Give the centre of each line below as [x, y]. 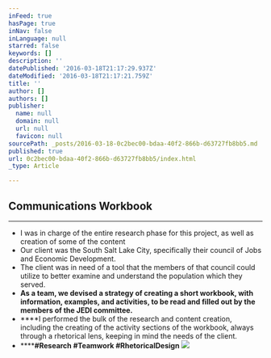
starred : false [34, 46]
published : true [35, 151]
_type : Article [34, 166]
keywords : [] [30, 53]
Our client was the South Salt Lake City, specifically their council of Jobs [141, 250]
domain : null [38, 121]
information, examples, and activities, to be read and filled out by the [138, 301]
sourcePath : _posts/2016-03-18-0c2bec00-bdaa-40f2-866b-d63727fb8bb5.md [133, 143]
